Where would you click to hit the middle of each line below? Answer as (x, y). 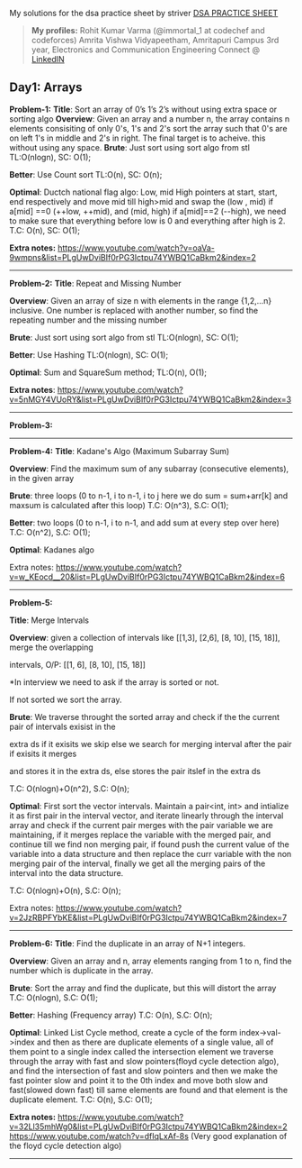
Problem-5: (31, 602)
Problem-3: (31, 425)
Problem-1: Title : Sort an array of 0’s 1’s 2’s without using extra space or (143, 109)
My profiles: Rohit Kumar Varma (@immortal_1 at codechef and (148, 30)
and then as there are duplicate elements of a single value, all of (155, 1042)
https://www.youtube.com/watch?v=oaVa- (137, 248)
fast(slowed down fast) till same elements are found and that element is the (149, 1090)
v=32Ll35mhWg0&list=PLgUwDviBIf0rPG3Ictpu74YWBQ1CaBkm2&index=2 (148, 1127)
